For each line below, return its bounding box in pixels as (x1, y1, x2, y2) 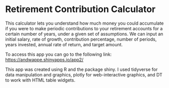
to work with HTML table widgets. (5, 77, 76, 83)
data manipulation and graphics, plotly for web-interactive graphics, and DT (5, 71, 163, 77)
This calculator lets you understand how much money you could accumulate (5, 20, 164, 26)
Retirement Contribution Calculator (5, 4, 156, 15)
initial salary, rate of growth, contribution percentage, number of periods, (5, 36, 157, 42)
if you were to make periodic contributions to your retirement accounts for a (5, 25, 163, 31)
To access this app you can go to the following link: (5, 51, 112, 57)
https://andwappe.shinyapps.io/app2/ (5, 56, 84, 62)
